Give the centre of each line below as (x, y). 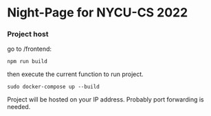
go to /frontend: (30, 49)
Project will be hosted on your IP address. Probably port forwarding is (105, 100)
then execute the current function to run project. (76, 74)
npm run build (27, 62)
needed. (19, 107)
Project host (28, 34)
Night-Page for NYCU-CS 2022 (98, 13)
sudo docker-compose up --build (53, 87)
